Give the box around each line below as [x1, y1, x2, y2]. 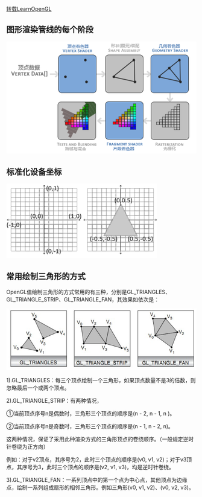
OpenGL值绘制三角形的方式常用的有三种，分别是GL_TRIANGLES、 [6, 289, 171, 296]
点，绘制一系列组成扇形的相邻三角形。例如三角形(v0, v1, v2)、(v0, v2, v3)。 [6, 484, 194, 491]
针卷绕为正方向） [6, 443, 49, 451]
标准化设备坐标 [6, 167, 62, 177]
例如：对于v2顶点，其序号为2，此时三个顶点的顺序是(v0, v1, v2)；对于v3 [6, 456, 187, 463]
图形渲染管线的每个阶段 [6, 25, 93, 35]
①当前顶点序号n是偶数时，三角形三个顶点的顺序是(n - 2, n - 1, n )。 [6, 410, 175, 417]
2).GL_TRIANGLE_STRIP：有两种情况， [6, 397, 103, 405]
